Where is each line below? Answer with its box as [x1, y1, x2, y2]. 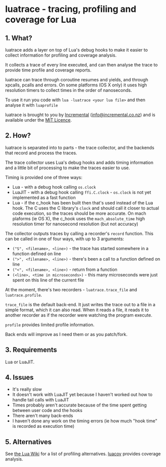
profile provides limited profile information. [5, 322, 95, 328]
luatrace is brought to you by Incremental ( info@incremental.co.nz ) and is [5, 112, 156, 118]
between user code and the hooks [12, 407, 83, 413]
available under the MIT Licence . [5, 117, 72, 123]
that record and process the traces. [5, 150, 78, 156]
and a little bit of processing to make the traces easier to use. [5, 165, 130, 171]
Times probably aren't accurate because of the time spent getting [12, 402, 147, 408]
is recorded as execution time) [12, 423, 75, 429]
